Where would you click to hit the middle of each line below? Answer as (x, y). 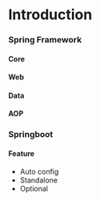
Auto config (39, 171)
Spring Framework (45, 40)
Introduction (50, 15)
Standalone (39, 180)
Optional (34, 188)
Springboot (31, 135)
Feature (21, 153)
